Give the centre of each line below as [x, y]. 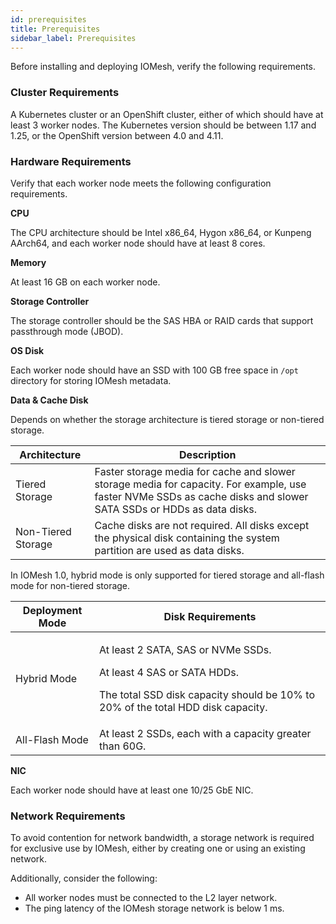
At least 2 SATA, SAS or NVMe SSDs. [185, 649]
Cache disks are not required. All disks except [202, 525]
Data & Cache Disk [49, 400]
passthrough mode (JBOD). [67, 331]
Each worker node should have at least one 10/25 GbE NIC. [132, 790]
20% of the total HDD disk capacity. [183, 707]
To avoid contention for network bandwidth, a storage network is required [162, 838]
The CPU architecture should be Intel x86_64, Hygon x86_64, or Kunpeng [161, 232]
